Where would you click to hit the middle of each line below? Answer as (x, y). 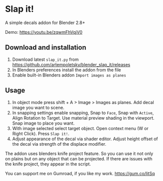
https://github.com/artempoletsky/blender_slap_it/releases (71, 64)
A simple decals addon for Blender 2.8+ (45, 23)
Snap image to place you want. (43, 123)
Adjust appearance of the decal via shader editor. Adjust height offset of (85, 139)
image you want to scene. (38, 107)
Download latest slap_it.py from (46, 59)
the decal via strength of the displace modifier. (59, 144)
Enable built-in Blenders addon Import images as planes (69, 75)
